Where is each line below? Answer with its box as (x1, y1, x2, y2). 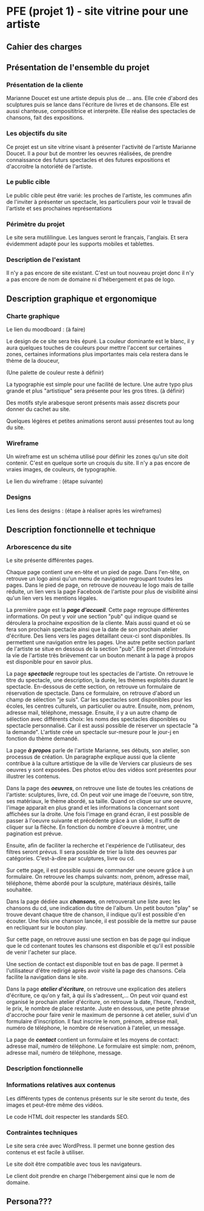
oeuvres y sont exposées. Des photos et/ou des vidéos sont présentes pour (6, 766, 197, 774)
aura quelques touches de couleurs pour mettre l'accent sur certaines (6, 344, 182, 352)
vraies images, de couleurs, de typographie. (6, 466, 117, 473)
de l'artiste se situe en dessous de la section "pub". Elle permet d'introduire (6, 646, 196, 653)
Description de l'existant (6, 255, 81, 264)
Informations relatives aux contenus (6, 1081, 116, 1089)
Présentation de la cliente (6, 81, 83, 89)
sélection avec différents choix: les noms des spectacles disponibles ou (6, 716, 187, 723)
